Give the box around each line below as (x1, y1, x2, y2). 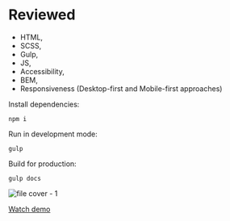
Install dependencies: (8, 99, 80, 109)
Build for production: (8, 159, 77, 169)
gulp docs (8, 174, 42, 182)
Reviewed (8, 6, 76, 24)
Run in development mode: (8, 129, 98, 139)
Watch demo (8, 204, 51, 214)
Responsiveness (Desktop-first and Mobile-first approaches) (19, 83, 223, 94)
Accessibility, (19, 66, 65, 76)
